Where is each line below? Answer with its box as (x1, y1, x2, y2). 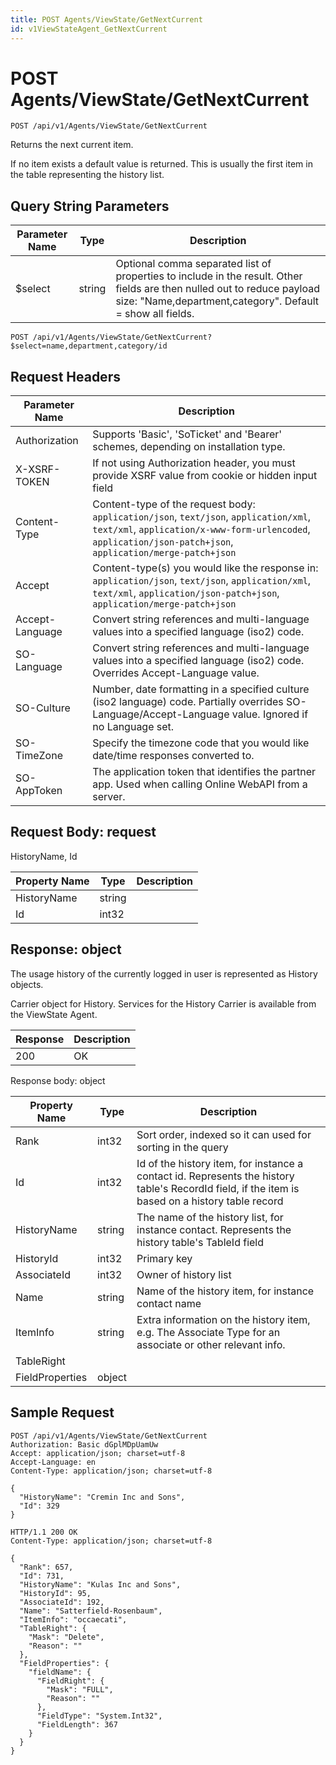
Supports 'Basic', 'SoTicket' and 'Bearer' (92, 427, 283, 441)
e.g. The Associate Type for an (136, 1325, 281, 1339)
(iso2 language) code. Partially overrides (92, 695, 284, 709)
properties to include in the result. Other (115, 269, 303, 283)
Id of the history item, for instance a (136, 1156, 304, 1170)
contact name (136, 1296, 202, 1310)
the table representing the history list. (10, 169, 165, 181)
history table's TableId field (136, 1235, 265, 1249)
